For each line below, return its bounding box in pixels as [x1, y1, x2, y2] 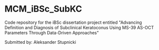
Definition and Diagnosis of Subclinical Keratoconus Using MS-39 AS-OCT [4, 24, 154, 30]
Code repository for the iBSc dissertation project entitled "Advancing [4, 19, 142, 25]
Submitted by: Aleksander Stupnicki [4, 39, 76, 45]
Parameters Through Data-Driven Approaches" [4, 30, 99, 35]
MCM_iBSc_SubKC [4, 3, 82, 15]
